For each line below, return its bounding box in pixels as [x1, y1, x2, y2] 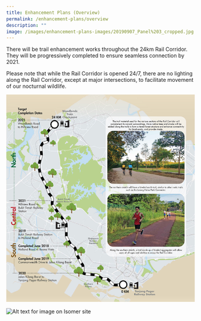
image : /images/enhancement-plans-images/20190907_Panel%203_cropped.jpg [6, 29, 194, 35]
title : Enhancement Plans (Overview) [6, 10, 100, 16]
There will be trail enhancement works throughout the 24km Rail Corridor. [6, 45, 188, 53]
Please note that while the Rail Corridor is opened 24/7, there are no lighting [6, 70, 193, 77]
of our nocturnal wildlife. [6, 82, 67, 90]
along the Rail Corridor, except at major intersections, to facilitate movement [6, 77, 194, 84]
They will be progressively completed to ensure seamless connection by [6, 52, 185, 59]
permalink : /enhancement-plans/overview [6, 16, 109, 22]
